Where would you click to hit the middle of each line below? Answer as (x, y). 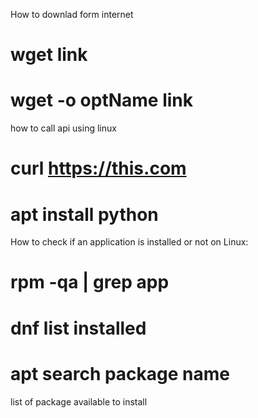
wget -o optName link (102, 100)
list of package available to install (79, 401)
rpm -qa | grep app (90, 282)
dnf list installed (78, 328)
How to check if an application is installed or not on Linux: (129, 242)
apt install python (84, 214)
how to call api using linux (63, 128)
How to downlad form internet (72, 14)
